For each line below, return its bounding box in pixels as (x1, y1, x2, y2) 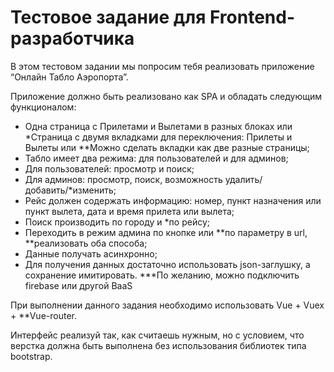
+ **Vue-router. (10, 309, 77, 321)
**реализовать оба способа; (24, 237, 148, 249)
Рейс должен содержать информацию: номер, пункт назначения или (24, 194, 322, 206)
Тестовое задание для (10, 6, 207, 29)
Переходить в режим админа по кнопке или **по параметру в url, (24, 226, 308, 238)
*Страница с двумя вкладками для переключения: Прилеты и (24, 131, 293, 143)
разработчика (10, 27, 135, 50)
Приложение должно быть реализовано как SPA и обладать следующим (10, 90, 322, 102)
